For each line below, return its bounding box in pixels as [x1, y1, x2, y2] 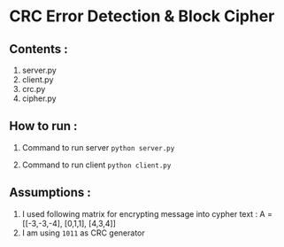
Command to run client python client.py [21, 159, 172, 170]
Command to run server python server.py [21, 142, 175, 152]
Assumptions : [9, 185, 91, 200]
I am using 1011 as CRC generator [21, 228, 146, 238]
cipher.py [21, 93, 57, 104]
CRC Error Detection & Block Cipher [9, 6, 275, 27]
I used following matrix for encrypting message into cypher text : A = [21, 208, 272, 219]
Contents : [9, 42, 68, 57]
